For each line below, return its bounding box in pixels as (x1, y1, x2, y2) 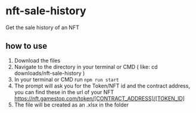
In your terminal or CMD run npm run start (14, 76, 119, 83)
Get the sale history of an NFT (5, 24, 80, 31)
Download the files (14, 56, 61, 64)
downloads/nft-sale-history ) (14, 70, 85, 77)
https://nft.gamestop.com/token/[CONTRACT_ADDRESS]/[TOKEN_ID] (14, 95, 185, 102)
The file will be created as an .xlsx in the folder (14, 101, 129, 108)
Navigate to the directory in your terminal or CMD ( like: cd (14, 63, 158, 70)
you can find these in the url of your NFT (14, 88, 114, 96)
